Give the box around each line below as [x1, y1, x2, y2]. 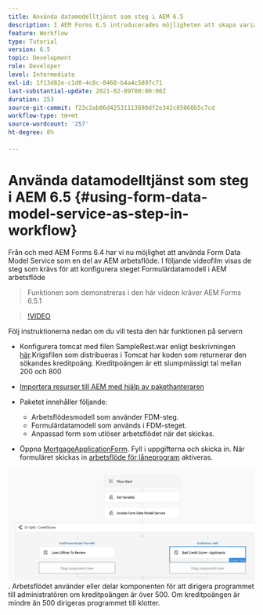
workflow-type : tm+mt [8, 112, 79, 120]
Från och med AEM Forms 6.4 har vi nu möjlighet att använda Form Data [8, 247, 241, 257]
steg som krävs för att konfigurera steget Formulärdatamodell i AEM [8, 264, 227, 274]
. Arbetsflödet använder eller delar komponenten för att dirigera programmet [8, 581, 254, 591]
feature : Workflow [8, 29, 68, 37]
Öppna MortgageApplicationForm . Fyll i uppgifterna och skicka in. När [19, 444, 245, 453]
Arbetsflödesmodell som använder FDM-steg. [31, 412, 179, 421]
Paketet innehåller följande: [19, 397, 108, 406]
